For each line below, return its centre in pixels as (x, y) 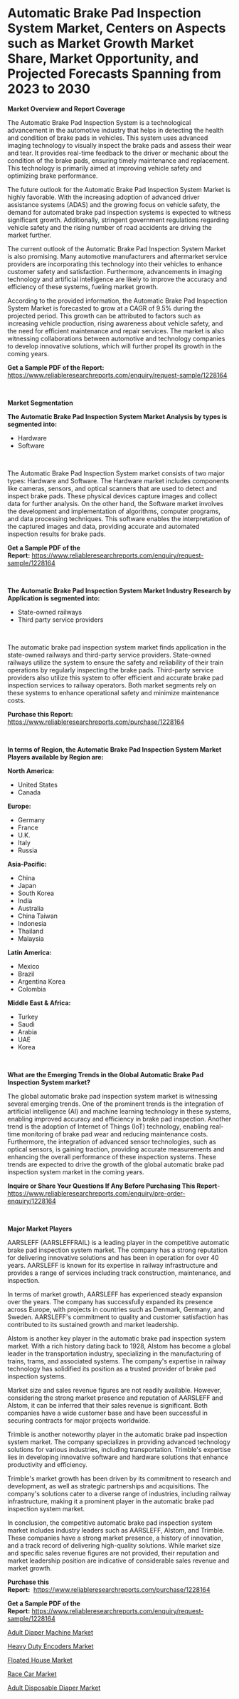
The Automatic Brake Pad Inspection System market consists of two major (116, 473)
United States (38, 785)
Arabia (27, 1032)
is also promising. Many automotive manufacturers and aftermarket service (117, 256)
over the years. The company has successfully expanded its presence (110, 1301)
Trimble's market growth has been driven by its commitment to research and (119, 1478)
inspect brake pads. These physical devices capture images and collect (112, 496)
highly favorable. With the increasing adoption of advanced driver (103, 197)
